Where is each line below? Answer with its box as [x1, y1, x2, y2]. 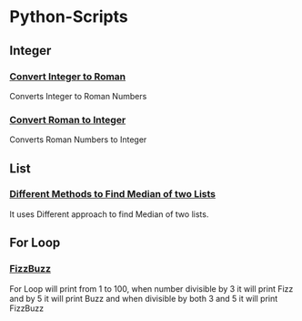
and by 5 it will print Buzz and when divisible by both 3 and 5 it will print [9, 293, 278, 304]
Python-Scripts [9, 6, 129, 27]
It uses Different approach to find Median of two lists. [9, 208, 209, 220]
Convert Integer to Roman [9, 70, 126, 83]
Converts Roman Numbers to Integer [9, 134, 147, 145]
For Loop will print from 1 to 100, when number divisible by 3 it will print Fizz [9, 283, 294, 294]
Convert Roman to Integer [9, 113, 126, 126]
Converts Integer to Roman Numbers [9, 90, 147, 101]
